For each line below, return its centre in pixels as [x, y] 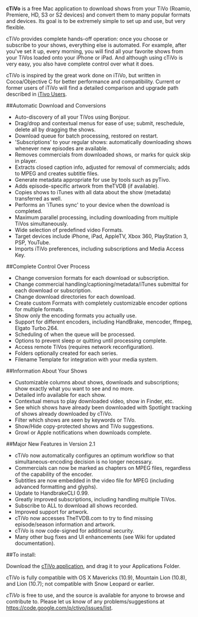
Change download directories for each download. [75, 297]
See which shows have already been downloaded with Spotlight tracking [103, 407]
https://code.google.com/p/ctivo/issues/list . [60, 608]
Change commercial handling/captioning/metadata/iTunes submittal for [102, 284]
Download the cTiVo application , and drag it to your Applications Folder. [93, 566]
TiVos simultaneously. [41, 223]
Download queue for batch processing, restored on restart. [86, 136]
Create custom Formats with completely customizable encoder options [101, 303]
